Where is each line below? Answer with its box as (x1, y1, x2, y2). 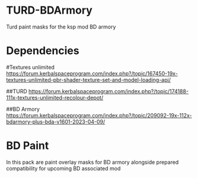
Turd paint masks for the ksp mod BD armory (6, 23, 116, 30)
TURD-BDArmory (6, 4, 93, 17)
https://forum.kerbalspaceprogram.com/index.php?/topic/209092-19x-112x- (6, 112, 192, 119)
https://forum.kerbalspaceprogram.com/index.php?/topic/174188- (28, 87, 189, 95)
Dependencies (6, 44, 79, 58)
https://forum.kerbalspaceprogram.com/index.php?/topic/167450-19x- (6, 69, 178, 77)
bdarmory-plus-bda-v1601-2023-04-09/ (6, 118, 106, 125)
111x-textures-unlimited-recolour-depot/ (6, 94, 104, 101)
